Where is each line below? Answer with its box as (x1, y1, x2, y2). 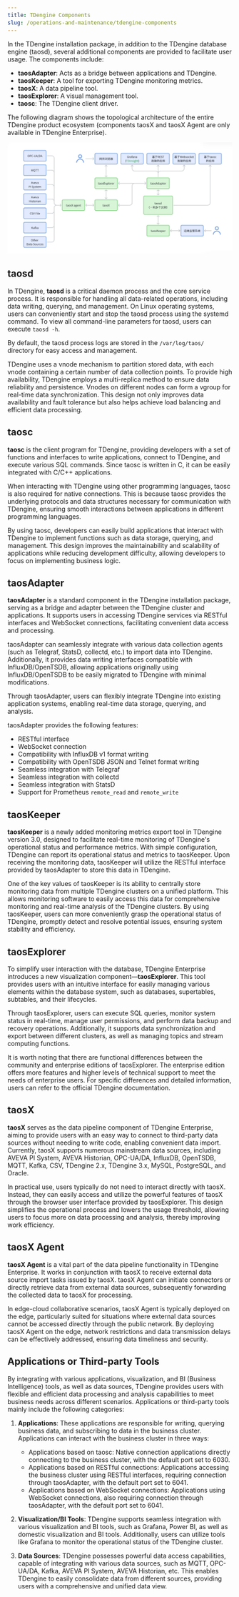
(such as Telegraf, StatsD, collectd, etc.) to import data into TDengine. (7, 647, 213, 657)
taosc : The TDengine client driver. (17, 99, 119, 107)
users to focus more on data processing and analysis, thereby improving (7, 1213, 220, 1221)
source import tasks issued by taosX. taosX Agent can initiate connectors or (7, 1275, 231, 1284)
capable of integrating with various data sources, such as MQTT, (17, 1558, 208, 1568)
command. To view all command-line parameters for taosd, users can (7, 317, 212, 325)
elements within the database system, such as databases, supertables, (7, 987, 216, 996)
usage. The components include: (7, 54, 104, 64)
